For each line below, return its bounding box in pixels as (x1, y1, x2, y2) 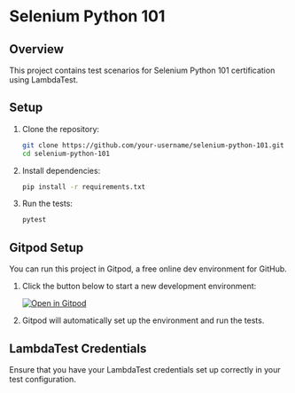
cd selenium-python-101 (21, 149, 111, 158)
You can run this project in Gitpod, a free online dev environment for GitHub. (9, 263, 288, 274)
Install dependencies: (21, 165, 101, 176)
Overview (9, 42, 65, 57)
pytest (21, 216, 47, 224)
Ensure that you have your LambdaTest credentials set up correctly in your (9, 364, 281, 374)
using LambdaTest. (9, 75, 79, 85)
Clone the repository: (21, 123, 100, 134)
